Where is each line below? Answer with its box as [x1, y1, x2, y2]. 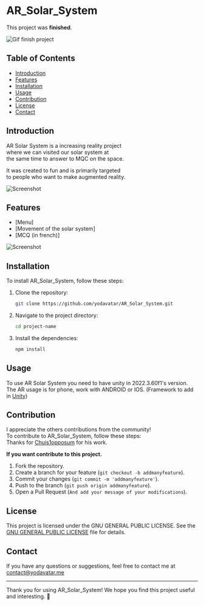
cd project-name [15, 324, 56, 330]
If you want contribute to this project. [6, 451, 102, 458]
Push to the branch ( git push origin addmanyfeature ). [15, 482, 152, 489]
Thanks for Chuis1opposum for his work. [6, 439, 108, 446]
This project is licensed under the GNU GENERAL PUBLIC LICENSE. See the [6, 522, 196, 529]
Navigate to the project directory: [15, 312, 98, 319]
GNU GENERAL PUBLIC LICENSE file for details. [6, 529, 126, 536]
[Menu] [15, 218, 34, 226]
